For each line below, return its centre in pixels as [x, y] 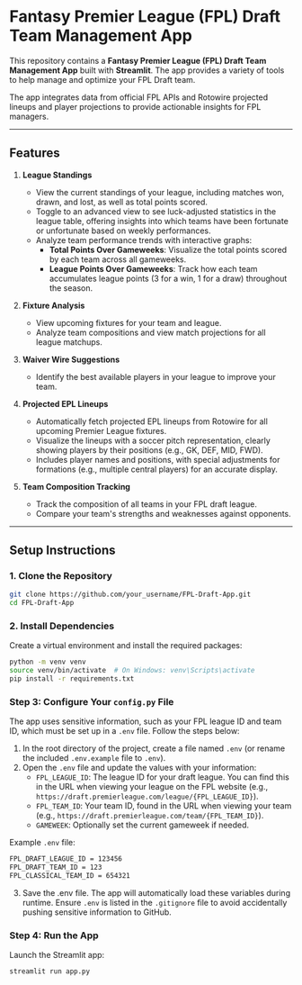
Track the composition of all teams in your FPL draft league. [147, 504]
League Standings [57, 175]
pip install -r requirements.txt [72, 679]
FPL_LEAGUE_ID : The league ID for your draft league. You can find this [162, 777]
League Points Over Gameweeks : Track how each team [153, 268]
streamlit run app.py [50, 971]
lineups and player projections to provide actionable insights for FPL [135, 106]
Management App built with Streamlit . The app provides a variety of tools [147, 70]
